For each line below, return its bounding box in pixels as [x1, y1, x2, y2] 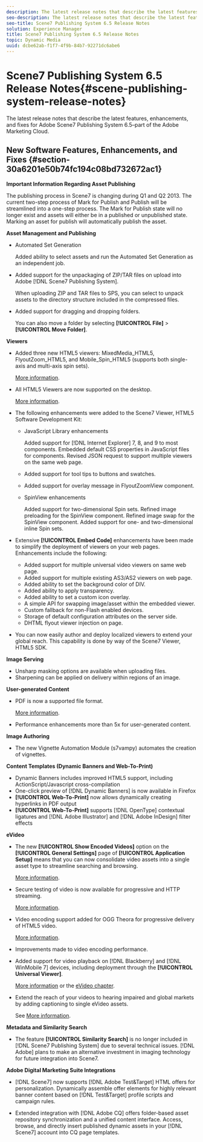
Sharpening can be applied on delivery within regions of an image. [14, 674, 181, 681]
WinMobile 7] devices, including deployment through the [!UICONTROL [14, 964, 193, 971]
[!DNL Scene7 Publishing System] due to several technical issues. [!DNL [14, 1041, 195, 1049]
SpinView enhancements [24, 494, 86, 501]
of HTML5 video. [14, 922, 57, 929]
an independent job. [14, 259, 65, 267]
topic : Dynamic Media [6, 37, 61, 43]
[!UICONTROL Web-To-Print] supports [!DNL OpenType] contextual [14, 806, 185, 813]
